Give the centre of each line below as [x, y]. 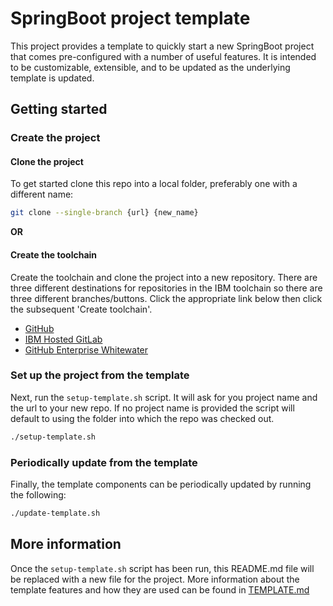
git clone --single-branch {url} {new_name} [104, 213]
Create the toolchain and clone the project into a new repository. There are [164, 277]
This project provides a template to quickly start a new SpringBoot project [162, 46]
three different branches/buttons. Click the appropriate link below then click [166, 298]
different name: [42, 194]
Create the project [55, 138]
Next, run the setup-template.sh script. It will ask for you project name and [164, 397]
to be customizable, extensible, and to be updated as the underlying [150, 67]
